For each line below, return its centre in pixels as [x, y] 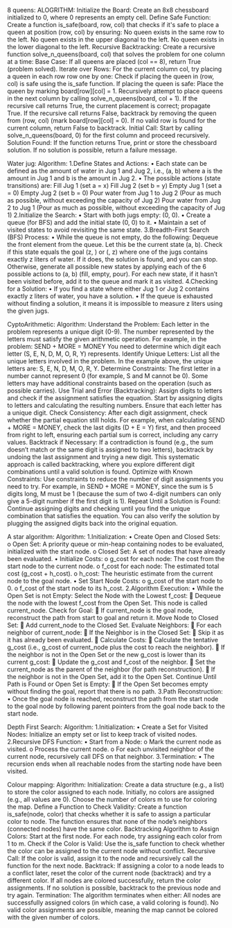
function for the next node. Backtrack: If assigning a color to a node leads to [116, 866]
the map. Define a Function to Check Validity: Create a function [97, 807]
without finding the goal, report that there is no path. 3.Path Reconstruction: [115, 691]
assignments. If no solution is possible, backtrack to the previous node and [114, 888]
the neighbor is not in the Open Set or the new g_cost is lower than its [106, 654]
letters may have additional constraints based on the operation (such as [109, 383]
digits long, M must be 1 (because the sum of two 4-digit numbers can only [114, 494]
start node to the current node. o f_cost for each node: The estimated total [113, 566]
